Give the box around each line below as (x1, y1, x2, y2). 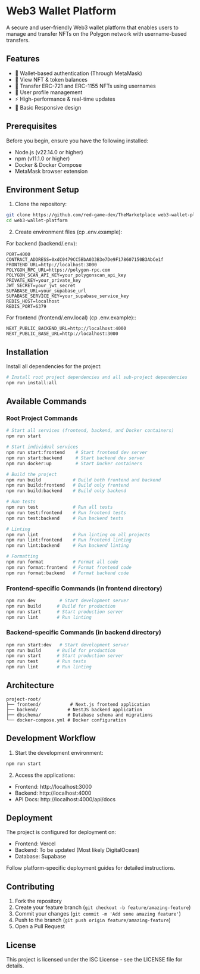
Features (6, 54, 40, 64)
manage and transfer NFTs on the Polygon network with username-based (6, 30, 187, 37)
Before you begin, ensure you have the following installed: (6, 137, 149, 144)
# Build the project (6, 471, 58, 477)
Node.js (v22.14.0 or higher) (14, 148, 83, 155)
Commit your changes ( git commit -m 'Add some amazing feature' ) (14, 910, 182, 917)
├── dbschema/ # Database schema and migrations (6, 712, 153, 718)
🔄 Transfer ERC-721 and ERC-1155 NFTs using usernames (14, 82, 156, 89)
